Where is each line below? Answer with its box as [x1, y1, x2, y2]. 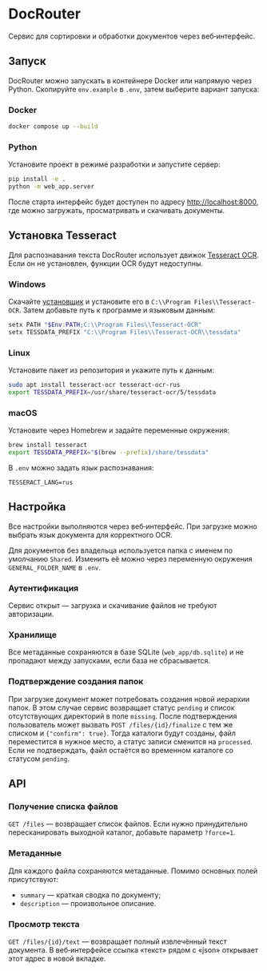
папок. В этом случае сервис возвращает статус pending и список [8, 703, 235, 712]
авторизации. [8, 610, 54, 619]
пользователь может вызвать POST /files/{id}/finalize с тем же [8, 719, 233, 729]
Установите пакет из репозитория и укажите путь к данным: [8, 365, 214, 375]
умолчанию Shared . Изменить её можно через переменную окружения [8, 554, 253, 563]
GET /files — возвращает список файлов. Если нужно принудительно [8, 819, 248, 829]
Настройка [8, 500, 66, 514]
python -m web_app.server [8, 183, 94, 191]
